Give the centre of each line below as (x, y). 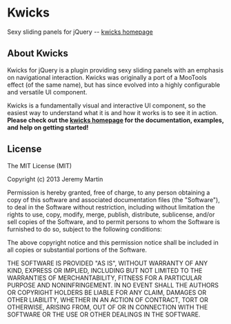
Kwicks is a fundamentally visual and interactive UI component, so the (107, 105)
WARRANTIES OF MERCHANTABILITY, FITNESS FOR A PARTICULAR (104, 278)
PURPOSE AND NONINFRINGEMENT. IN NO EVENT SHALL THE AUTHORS (113, 285)
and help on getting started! (48, 127)
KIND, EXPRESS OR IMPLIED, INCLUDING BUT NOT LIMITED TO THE (105, 270)
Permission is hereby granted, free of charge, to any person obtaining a (109, 192)
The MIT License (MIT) (40, 165)
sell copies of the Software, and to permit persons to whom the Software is (114, 221)
